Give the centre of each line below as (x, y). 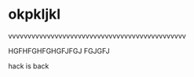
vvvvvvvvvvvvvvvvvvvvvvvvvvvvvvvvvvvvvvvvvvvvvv (97, 36)
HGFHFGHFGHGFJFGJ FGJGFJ (59, 51)
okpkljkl (35, 14)
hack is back (29, 66)
